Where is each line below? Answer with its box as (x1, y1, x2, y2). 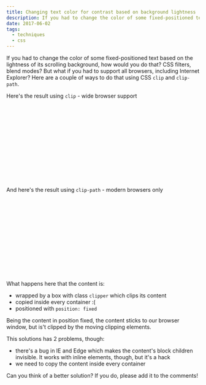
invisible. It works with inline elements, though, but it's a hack (15, 354, 170, 360)
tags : (6, 26, 20, 32)
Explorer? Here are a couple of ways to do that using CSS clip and (6, 74, 175, 81)
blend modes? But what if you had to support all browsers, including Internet (6, 67, 200, 74)
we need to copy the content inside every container (15, 360, 146, 367)
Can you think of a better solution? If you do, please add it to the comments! (6, 372, 198, 379)
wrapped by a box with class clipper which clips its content (15, 292, 167, 299)
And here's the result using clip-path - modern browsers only (6, 186, 164, 193)
